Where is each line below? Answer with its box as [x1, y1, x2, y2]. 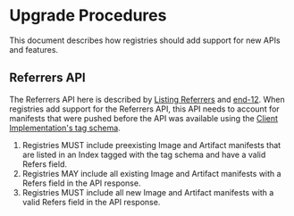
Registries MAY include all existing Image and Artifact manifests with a [21, 168, 281, 179]
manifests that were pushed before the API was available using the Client [9, 112, 279, 123]
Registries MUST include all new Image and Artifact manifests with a [21, 187, 274, 197]
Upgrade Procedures [9, 5, 167, 26]
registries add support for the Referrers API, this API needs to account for [9, 104, 280, 114]
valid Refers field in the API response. [21, 196, 161, 207]
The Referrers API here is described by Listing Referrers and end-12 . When [9, 94, 285, 104]
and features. [9, 44, 59, 54]
